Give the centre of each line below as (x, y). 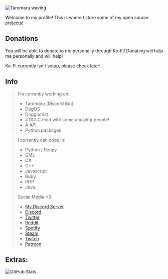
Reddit (32, 222)
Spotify (32, 228)
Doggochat (37, 114)
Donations (22, 38)
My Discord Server (44, 207)
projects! (14, 23)
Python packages (43, 130)
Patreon (33, 244)
